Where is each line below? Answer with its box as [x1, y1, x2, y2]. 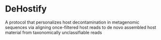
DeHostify [5, 3, 47, 14]
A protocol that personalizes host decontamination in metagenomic [5, 19, 140, 25]
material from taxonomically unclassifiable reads [5, 29, 102, 35]
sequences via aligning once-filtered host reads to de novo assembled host [5, 24, 157, 30]
